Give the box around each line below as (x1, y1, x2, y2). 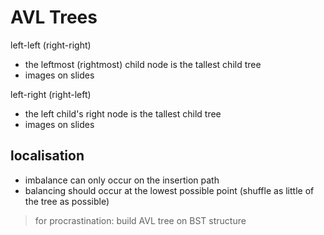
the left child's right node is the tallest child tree (24, 107, 222, 120)
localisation (10, 147, 85, 165)
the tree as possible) (24, 195, 110, 207)
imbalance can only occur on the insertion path (24, 174, 220, 186)
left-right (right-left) (10, 88, 92, 100)
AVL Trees (10, 6, 98, 29)
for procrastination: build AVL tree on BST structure (34, 214, 247, 226)
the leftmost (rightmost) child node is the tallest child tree (24, 58, 262, 70)
